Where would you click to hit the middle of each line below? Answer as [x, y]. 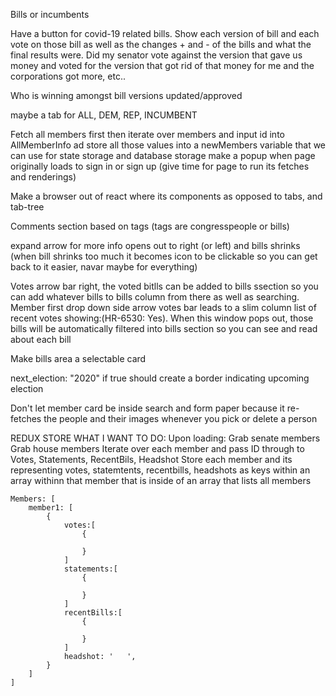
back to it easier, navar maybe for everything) [104, 267]
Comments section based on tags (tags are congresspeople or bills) [150, 226]
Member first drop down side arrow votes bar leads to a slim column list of [163, 307]
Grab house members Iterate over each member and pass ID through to [157, 448]
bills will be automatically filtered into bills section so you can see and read [164, 328]
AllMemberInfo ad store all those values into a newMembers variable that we [168, 145]
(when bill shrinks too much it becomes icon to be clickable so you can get [164, 256]
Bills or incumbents [50, 14]
